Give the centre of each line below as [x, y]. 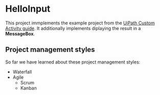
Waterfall [22, 72]
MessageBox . [20, 34]
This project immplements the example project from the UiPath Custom [80, 23]
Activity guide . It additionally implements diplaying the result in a [73, 28]
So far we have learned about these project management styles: [73, 62]
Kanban [28, 88]
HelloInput [28, 9]
